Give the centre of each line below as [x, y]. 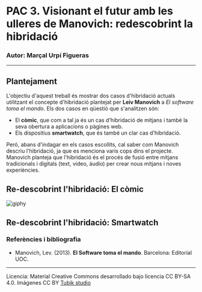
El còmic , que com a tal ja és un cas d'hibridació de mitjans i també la [101, 120]
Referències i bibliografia [44, 240]
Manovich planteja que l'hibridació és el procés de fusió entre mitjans [92, 157]
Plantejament [32, 81]
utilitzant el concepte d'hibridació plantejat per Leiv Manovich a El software [100, 102]
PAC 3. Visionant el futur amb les [90, 11]
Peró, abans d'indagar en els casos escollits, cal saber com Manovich [93, 145]
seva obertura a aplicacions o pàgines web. [69, 127]
